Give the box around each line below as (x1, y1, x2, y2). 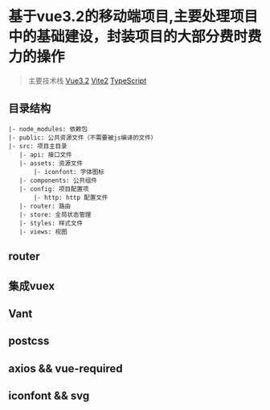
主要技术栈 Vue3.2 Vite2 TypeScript (27, 76, 147, 85)
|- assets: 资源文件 (18, 159, 83, 168)
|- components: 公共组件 (18, 176, 98, 184)
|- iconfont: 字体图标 (33, 168, 104, 176)
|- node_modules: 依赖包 (8, 125, 88, 133)
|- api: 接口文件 (18, 151, 72, 159)
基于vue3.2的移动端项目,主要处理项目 (8, 7, 259, 26)
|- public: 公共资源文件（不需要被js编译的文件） (8, 134, 157, 142)
